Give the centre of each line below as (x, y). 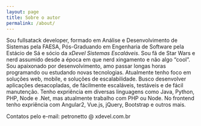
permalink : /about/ (31, 23)
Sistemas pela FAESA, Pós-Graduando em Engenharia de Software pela (95, 47)
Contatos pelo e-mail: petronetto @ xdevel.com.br (69, 116)
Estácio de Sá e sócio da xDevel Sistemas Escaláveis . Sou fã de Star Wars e (101, 53)
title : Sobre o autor (33, 18)
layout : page (23, 12)
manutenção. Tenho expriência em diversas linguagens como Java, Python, (101, 92)
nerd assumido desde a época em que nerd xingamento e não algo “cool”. (98, 60)
